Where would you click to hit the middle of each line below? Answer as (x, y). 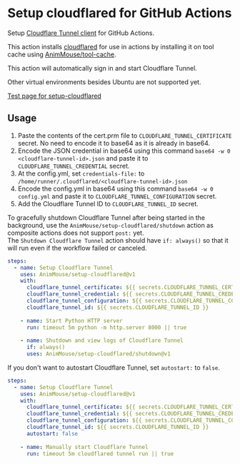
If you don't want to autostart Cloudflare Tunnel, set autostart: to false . (114, 367)
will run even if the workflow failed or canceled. (77, 248)
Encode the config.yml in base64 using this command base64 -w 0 (115, 188)
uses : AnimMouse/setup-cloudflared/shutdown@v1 (99, 354)
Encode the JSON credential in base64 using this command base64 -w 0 (124, 151)
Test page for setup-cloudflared (54, 96)
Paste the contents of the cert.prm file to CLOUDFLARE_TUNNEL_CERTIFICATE (125, 135)
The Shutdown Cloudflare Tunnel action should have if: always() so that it (118, 240)
